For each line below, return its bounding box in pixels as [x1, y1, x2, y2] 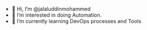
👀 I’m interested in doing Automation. [11, 12, 102, 18]
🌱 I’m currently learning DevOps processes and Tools [11, 18, 142, 24]
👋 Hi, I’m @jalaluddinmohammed [11, 6, 91, 12]
